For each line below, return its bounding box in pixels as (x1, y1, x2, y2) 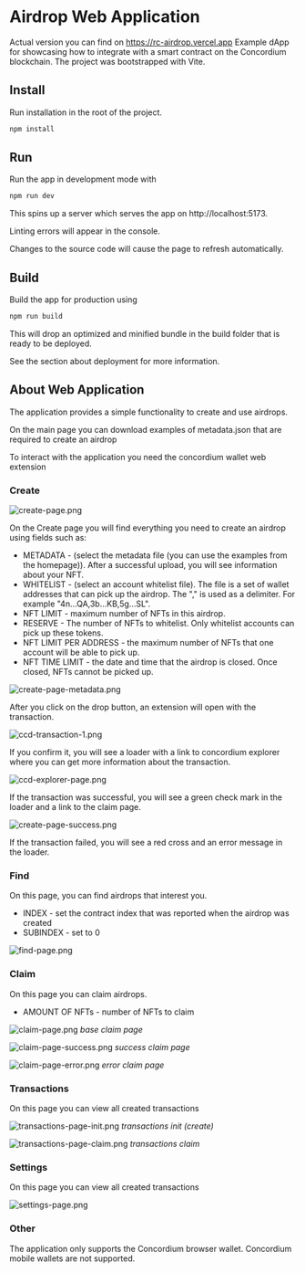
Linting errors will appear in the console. (9, 226, 161, 237)
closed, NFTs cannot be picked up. (22, 667, 154, 678)
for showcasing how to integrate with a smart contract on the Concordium (9, 46, 287, 57)
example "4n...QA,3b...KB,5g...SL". (22, 598, 151, 609)
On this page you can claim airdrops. (9, 988, 147, 999)
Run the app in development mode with (9, 174, 157, 184)
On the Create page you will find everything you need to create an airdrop (9, 522, 287, 533)
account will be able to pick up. (22, 647, 140, 658)
